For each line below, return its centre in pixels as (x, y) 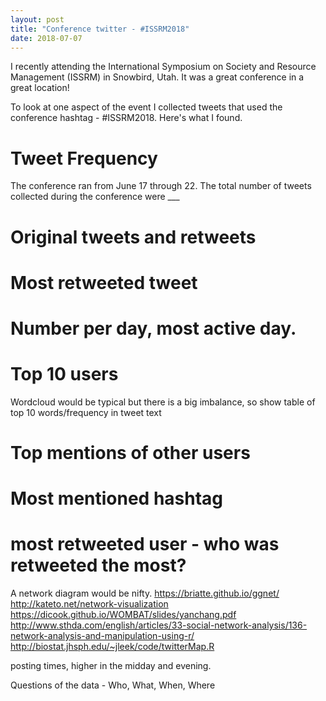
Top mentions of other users (130, 453)
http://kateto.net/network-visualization (89, 604)
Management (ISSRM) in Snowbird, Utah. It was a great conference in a (157, 77)
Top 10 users (64, 374)
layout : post (37, 19)
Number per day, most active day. (153, 328)
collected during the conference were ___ (95, 197)
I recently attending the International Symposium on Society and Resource (163, 67)
